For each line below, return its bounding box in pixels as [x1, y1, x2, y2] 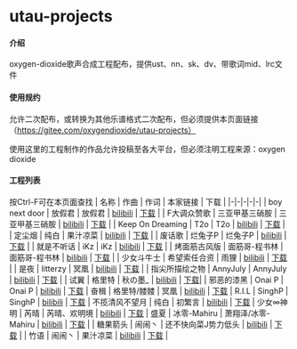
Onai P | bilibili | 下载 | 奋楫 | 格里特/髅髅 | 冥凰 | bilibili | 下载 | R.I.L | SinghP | [9, 285, 289, 296]
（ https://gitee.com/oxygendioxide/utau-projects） [9, 125, 197, 135]
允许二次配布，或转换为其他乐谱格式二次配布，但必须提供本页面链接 [9, 113, 259, 124]
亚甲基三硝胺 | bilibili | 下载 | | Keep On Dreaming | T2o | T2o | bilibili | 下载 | [9, 218, 286, 229]
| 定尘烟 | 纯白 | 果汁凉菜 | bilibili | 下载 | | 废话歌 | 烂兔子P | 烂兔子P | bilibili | [9, 230, 287, 240]
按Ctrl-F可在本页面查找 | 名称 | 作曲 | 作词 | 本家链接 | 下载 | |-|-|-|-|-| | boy [9, 196, 283, 207]
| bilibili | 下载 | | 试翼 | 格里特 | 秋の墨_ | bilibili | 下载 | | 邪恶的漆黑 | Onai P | [9, 274, 285, 285]
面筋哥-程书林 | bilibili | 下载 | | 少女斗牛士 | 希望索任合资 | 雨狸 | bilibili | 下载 [9, 252, 287, 263]
